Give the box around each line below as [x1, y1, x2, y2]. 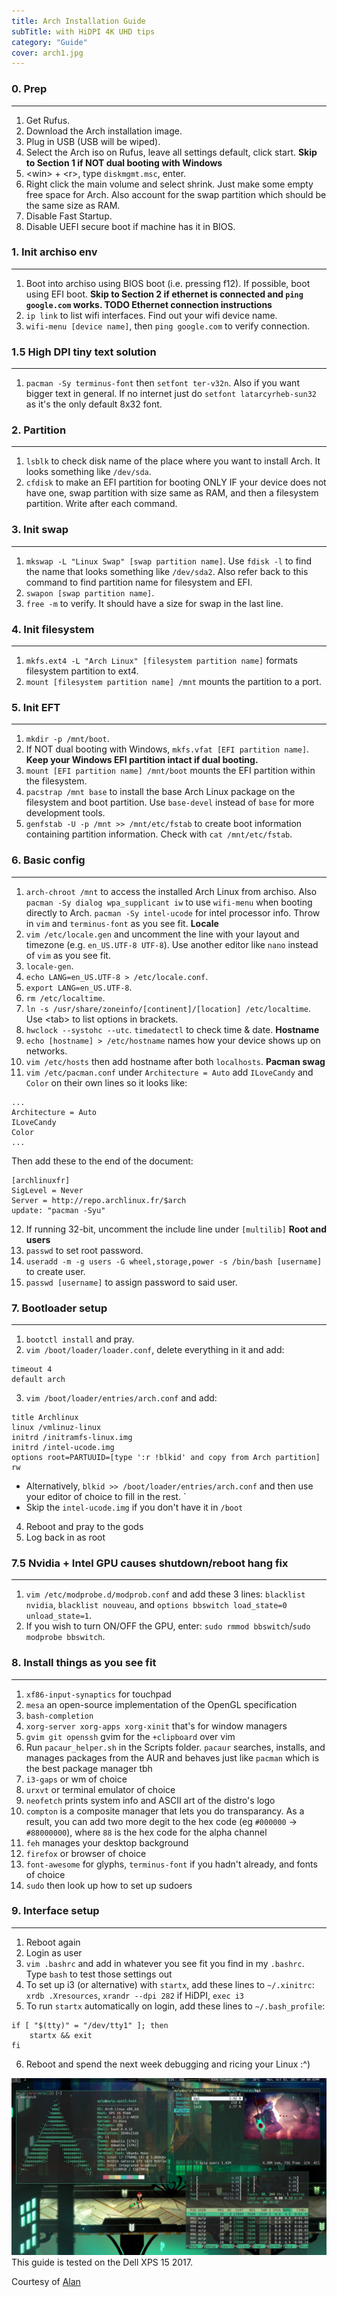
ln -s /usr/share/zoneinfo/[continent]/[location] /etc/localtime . [25, 1002, 311, 1014]
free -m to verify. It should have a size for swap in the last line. [25, 597, 284, 609]
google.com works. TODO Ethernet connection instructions [25, 298, 273, 310]
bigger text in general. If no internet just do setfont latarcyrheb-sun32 [25, 388, 317, 400]
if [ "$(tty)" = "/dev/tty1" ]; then [11, 2020, 169, 2030]
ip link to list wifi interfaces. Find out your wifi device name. [25, 309, 278, 321]
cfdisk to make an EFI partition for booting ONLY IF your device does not [25, 476, 327, 489]
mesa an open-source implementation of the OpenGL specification [25, 1698, 298, 1710]
